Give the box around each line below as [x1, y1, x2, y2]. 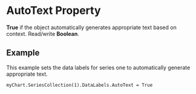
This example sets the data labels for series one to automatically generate [6, 64, 191, 71]
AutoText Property [6, 4, 101, 18]
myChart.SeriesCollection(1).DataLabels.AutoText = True [6, 82, 153, 88]
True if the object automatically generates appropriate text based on [6, 24, 177, 31]
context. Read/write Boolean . [6, 30, 80, 37]
